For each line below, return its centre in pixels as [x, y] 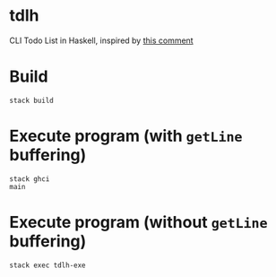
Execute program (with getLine [126, 136]
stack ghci [30, 179]
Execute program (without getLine [138, 222]
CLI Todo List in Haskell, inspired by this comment [102, 40]
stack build [31, 100]
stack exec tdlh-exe [48, 265]
